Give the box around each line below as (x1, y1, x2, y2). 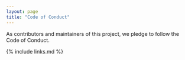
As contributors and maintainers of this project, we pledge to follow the (6, 30, 179, 37)
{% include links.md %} (6, 48, 64, 55)
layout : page (6, 8, 38, 15)
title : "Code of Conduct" (6, 14, 70, 20)
